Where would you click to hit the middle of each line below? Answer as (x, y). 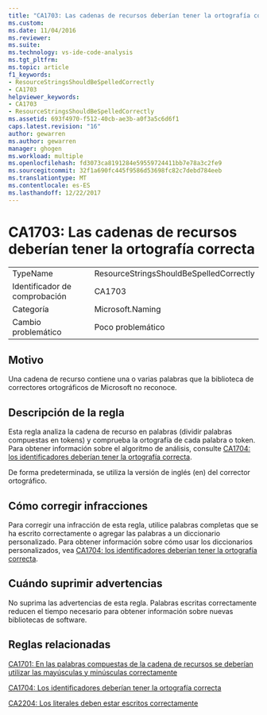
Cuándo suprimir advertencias (85, 584)
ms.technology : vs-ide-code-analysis (71, 52)
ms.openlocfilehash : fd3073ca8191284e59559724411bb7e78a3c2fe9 (115, 164)
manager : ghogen (35, 149)
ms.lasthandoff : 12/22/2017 (55, 193)
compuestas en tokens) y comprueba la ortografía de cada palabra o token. (132, 440)
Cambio (27, 322)
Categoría (31, 309)
